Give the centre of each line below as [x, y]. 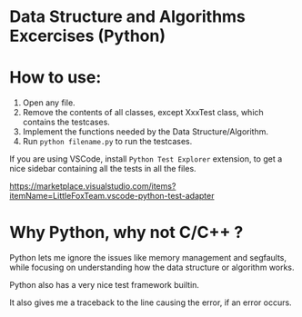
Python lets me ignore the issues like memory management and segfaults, [148, 258]
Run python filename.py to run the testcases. [107, 142]
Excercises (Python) [88, 36]
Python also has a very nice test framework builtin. [105, 285]
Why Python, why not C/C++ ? [126, 233]
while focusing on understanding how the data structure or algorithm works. [152, 267]
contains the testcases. [66, 122]
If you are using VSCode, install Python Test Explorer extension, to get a [146, 159]
